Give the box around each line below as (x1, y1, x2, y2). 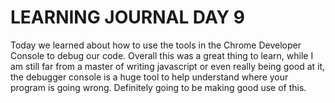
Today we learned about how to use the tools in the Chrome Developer (10, 39, 302, 51)
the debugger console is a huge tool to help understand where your (10, 71, 289, 83)
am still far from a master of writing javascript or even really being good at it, (10, 60, 326, 72)
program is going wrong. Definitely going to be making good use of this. (10, 81, 307, 93)
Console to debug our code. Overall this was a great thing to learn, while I (10, 49, 314, 61)
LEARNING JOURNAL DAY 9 (10, 6, 245, 29)
